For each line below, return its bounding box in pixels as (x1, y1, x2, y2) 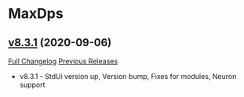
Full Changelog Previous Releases (8, 56, 118, 66)
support (19, 80, 46, 89)
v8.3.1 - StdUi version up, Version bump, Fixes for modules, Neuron (19, 72, 237, 81)
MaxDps (8, 5, 64, 23)
